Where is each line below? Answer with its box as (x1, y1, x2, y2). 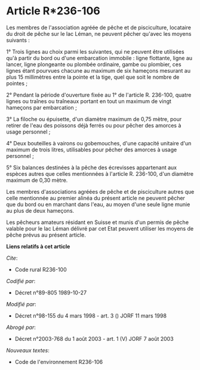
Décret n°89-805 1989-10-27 (14, 289, 87, 296)
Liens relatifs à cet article (6, 242, 70, 250)
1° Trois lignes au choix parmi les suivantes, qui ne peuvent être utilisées (6, 48, 184, 55)
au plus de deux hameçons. (6, 207, 75, 214)
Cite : (6, 254, 18, 262)
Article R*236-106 (6, 4, 100, 18)
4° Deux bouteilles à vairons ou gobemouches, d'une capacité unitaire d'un (6, 139, 192, 147)
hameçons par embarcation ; (6, 104, 78, 111)
